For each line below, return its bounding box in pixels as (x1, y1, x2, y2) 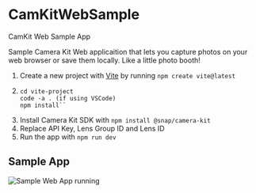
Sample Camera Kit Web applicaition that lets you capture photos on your (8, 47, 248, 56)
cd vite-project (19, 87, 74, 96)
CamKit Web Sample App (8, 32, 91, 41)
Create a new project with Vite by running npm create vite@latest (19, 70, 236, 80)
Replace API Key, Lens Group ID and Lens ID (19, 123, 165, 133)
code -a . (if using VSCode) (19, 94, 117, 102)
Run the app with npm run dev (19, 132, 117, 142)
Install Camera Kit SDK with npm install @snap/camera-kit (19, 115, 212, 124)
